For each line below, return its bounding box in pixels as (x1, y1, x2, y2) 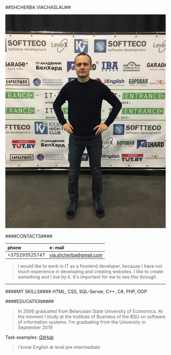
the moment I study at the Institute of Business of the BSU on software (17, 314, 166, 320)
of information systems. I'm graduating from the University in (17, 319, 146, 325)
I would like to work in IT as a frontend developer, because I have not (17, 263, 162, 269)
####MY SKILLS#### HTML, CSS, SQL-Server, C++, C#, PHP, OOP (5, 288, 148, 294)
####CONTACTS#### (5, 233, 52, 239)
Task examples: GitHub (5, 334, 54, 340)
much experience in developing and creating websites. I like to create (17, 269, 164, 275)
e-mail (49, 244, 65, 251)
